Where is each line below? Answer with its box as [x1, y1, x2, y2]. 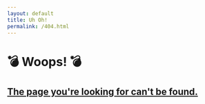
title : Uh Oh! [7, 17, 48, 23]
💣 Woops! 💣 [7, 54, 82, 70]
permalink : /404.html [7, 23, 70, 30]
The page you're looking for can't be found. [7, 85, 198, 97]
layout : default [7, 10, 54, 17]
